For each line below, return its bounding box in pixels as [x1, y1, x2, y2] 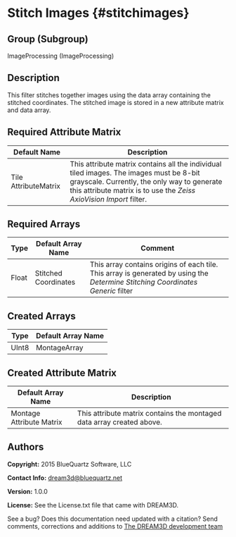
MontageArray [36, 343, 84, 353]
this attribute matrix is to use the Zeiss [70, 185, 196, 195]
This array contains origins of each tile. [89, 259, 218, 269]
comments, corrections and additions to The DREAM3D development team [7, 521, 223, 530]
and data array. [7, 106, 51, 114]
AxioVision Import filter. [70, 194, 147, 204]
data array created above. [77, 417, 163, 427]
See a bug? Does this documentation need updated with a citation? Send [7, 514, 218, 523]
